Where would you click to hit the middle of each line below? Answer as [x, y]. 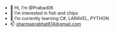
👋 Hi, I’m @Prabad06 [32, 8]
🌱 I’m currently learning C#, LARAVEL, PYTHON [60, 18]
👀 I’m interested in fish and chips [44, 13]
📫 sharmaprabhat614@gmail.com [46, 24]
